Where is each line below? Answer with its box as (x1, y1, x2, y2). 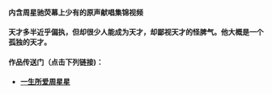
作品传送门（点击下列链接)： (8, 57, 104, 67)
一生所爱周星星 (19, 77, 70, 87)
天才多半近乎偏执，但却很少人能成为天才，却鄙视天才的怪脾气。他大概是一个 (8, 27, 264, 37)
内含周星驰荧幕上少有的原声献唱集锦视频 (8, 7, 143, 17)
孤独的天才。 (8, 37, 51, 47)
